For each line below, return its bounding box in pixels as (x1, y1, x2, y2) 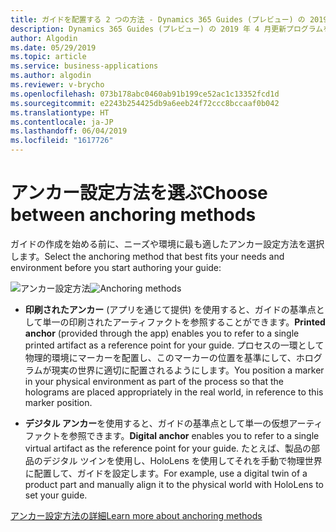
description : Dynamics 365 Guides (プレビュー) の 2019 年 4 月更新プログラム (10, 24, 324, 34)
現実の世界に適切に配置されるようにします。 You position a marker (51, 364, 325, 376)
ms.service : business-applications (10, 61, 159, 71)
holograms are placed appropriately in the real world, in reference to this (24, 386, 324, 398)
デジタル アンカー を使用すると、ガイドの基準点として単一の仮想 (24, 417, 290, 429)
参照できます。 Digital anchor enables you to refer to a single (68, 429, 320, 441)
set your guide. (24, 489, 88, 501)
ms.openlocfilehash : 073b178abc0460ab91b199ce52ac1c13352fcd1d (10, 89, 280, 99)
